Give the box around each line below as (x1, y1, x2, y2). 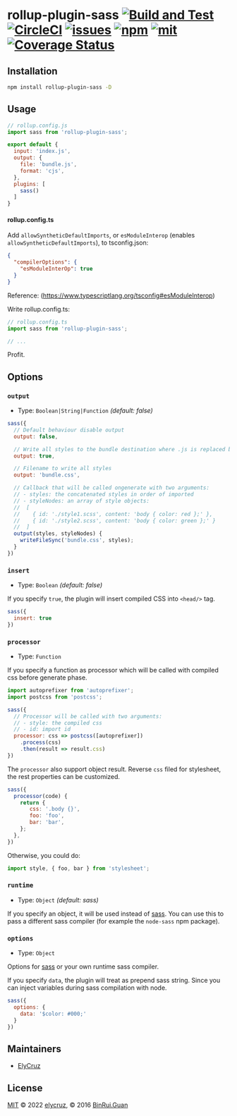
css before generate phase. (7, 673, 87, 682)
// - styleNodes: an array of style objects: (13, 497, 150, 504)
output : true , (13, 452, 55, 460)
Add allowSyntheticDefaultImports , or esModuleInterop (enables (7, 231, 195, 240)
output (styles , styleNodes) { (13, 530, 102, 537)
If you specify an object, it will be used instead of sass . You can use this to (7, 909, 224, 918)
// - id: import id (13, 726, 71, 733)
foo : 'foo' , (29, 812, 65, 819)
